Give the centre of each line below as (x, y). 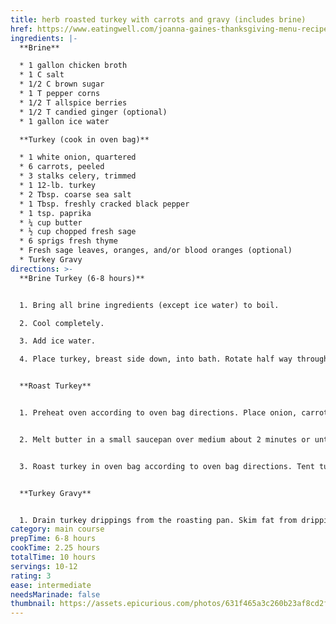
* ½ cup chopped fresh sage (78, 232)
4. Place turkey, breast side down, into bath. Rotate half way (156, 359)
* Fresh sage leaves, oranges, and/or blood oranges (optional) (156, 251)
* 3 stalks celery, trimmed (78, 176)
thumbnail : (33, 604)
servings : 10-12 (44, 566)
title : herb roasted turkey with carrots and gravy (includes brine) (158, 19)
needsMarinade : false (55, 594)
